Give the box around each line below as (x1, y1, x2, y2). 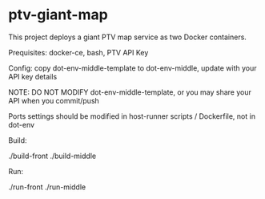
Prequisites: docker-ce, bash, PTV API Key (8, 47, 149, 57)
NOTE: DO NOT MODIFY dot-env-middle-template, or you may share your (8, 87, 252, 97)
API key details (8, 71, 58, 81)
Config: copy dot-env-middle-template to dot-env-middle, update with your (8, 63, 258, 73)
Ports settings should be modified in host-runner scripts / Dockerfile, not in (8, 111, 256, 121)
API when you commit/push (8, 95, 100, 105)
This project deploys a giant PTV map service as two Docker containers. (8, 32, 247, 42)
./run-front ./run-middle (8, 182, 86, 192)
